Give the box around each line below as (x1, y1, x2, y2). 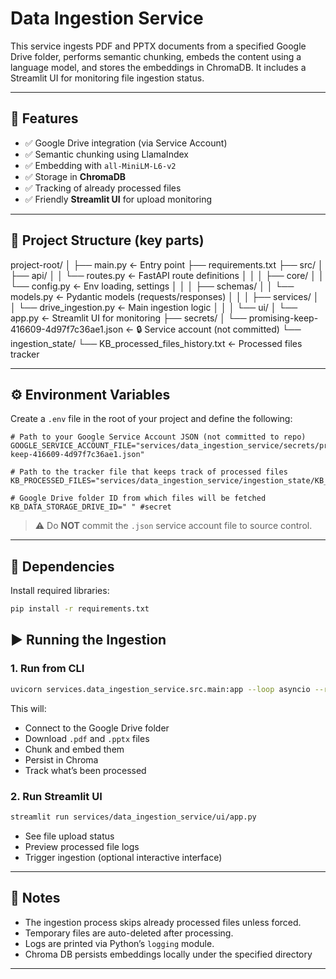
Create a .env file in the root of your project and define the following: (10, 413, 293, 425)
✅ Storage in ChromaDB (24, 170, 127, 182)
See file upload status (24, 830, 115, 842)
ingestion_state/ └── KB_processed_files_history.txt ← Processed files (10, 337, 303, 349)
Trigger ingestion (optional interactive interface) (24, 851, 223, 863)
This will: (10, 702, 47, 714)
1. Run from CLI (10, 662, 85, 676)
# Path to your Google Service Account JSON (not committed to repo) (10, 432, 307, 442)
